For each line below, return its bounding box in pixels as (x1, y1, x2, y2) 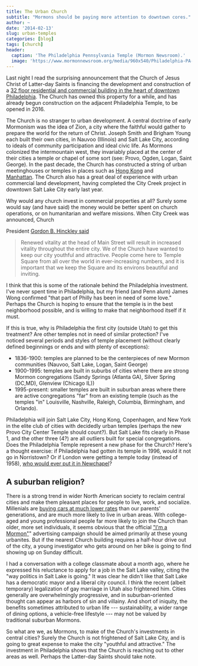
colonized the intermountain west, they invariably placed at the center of (6, 148, 183, 155)
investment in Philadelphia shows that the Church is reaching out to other (6, 647, 184, 654)
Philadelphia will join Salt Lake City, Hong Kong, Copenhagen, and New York (6, 416, 192, 423)
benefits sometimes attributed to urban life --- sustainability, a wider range (6, 604, 188, 611)
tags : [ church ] (6, 42, 44, 48)
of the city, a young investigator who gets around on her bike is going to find (6, 543, 192, 550)
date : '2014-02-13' (6, 25, 54, 31)
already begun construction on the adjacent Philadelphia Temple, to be (6, 99, 178, 106)
